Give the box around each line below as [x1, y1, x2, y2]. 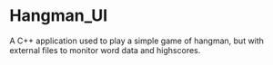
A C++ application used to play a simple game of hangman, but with [9, 35, 264, 46]
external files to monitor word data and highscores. [9, 44, 201, 55]
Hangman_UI [9, 5, 108, 26]
